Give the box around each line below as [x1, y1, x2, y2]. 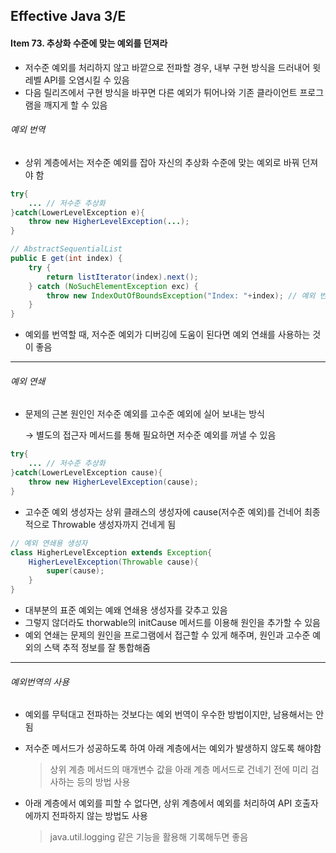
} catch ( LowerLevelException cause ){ [10, 468, 163, 478]
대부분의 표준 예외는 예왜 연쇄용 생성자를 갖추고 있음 [24, 604, 228, 616]
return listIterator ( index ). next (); [46, 272, 199, 282]
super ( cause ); [46, 566, 105, 576]
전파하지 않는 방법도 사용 [51, 810, 148, 822]
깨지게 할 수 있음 [43, 99, 108, 111]
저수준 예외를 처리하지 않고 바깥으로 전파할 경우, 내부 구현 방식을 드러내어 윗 [24, 61, 322, 73]
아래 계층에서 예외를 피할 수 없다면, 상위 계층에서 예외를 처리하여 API [24, 797, 293, 809]
